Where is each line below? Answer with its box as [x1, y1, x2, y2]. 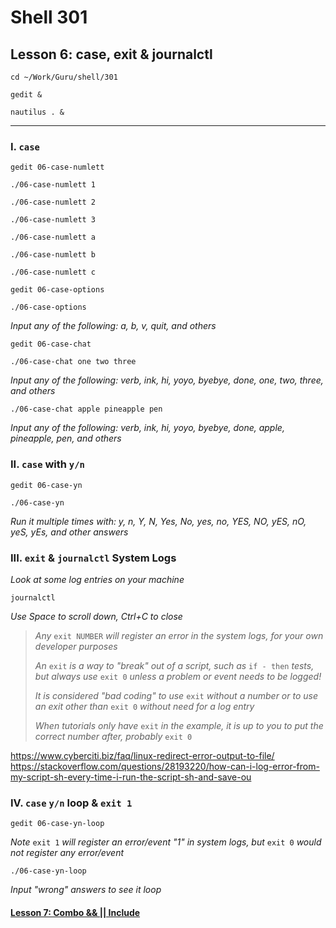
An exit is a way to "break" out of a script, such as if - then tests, [34, 659, 315, 671]
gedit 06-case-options [10, 285, 105, 295]
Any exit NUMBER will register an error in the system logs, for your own [34, 629, 324, 641]
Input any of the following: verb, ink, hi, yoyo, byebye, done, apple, [10, 422, 285, 434]
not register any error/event [10, 847, 125, 859]
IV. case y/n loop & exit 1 [10, 796, 133, 810]
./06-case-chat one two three [10, 357, 137, 367]
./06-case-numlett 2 [10, 197, 97, 208]
